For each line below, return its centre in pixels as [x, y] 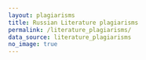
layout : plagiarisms [42, 15]
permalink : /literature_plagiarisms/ [70, 30]
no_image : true [33, 44]
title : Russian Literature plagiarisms [73, 23]
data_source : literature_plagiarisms [70, 37]
